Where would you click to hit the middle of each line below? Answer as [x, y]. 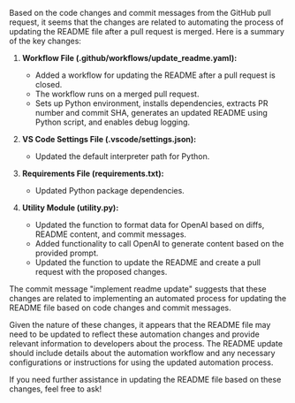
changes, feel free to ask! [56, 389]
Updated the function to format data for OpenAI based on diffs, [150, 225]
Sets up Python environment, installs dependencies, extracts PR [151, 103]
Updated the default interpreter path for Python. [122, 156]
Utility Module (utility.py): [70, 208]
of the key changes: [45, 41]
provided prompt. [67, 253]
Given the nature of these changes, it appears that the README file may [140, 325]
